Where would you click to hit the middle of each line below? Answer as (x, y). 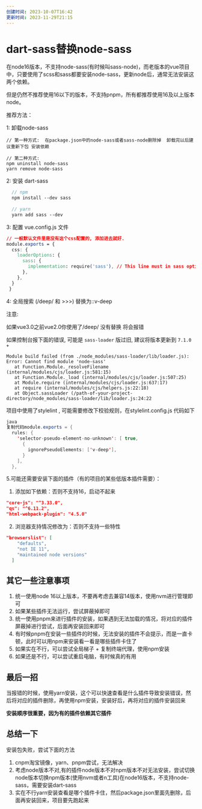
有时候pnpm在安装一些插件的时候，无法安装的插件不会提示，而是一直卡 (104, 634)
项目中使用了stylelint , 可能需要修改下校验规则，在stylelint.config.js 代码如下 (101, 410)
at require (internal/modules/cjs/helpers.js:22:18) (81, 388)
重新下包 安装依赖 (30, 147)
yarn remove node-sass (35, 169)
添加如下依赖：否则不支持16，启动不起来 (65, 492)
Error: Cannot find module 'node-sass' (56, 361)
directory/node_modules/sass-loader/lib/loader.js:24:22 (79, 398)
